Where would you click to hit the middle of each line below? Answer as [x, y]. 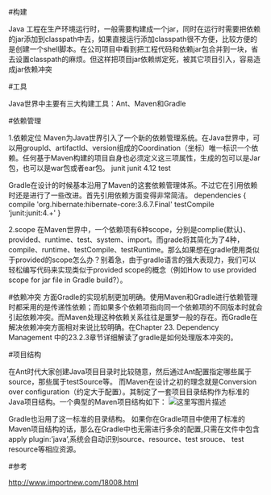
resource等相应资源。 [44, 449]
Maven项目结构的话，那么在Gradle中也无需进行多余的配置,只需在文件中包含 [134, 429]
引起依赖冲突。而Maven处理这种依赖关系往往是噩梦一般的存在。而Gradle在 [133, 317]
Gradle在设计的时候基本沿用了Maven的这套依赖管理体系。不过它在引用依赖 [133, 185]
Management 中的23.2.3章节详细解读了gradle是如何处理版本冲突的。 [123, 337]
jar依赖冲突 [33, 69]
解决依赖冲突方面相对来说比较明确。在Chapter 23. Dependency [114, 327]
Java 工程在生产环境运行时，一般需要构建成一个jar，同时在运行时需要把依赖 [134, 29]
